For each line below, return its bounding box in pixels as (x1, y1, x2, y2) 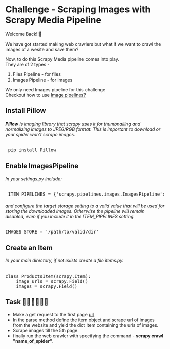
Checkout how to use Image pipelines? (5, 92, 86, 98)
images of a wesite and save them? (5, 46, 79, 52)
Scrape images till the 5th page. (12, 327, 79, 333)
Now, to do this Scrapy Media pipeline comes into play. (5, 56, 120, 62)
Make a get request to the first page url (12, 311, 95, 317)
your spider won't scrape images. (5, 131, 76, 137)
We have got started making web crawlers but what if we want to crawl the (5, 41, 161, 47)
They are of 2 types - (5, 61, 50, 67)
